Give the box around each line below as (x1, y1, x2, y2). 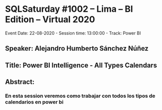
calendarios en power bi (5, 99, 64, 106)
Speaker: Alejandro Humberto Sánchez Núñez (5, 44, 149, 53)
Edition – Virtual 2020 (5, 14, 95, 25)
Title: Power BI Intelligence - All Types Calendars (5, 61, 158, 69)
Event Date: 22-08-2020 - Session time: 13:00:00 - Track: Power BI (5, 30, 141, 36)
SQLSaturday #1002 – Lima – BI (5, 3, 133, 15)
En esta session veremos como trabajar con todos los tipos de (5, 92, 156, 99)
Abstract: (5, 78, 35, 86)
